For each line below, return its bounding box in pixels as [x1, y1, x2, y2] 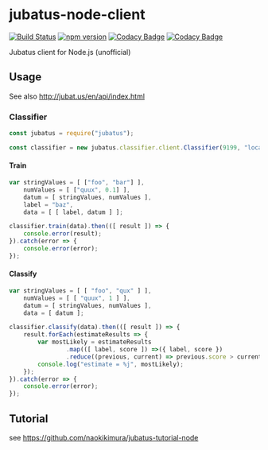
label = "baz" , [23, 200, 74, 208]
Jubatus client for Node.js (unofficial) [9, 47, 131, 56]
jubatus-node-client [9, 6, 146, 24]
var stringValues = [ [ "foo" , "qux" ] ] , [9, 286, 152, 295]
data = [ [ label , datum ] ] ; [23, 208, 124, 216]
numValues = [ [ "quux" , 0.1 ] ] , [23, 185, 130, 194]
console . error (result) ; [23, 230, 103, 238]
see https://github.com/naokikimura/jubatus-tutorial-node [9, 433, 199, 443]
